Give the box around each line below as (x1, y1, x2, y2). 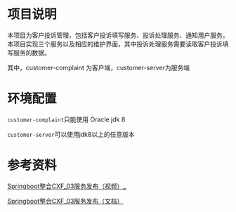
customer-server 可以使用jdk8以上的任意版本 (7, 130, 135, 138)
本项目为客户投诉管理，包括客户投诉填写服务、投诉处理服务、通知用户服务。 (7, 31, 229, 39)
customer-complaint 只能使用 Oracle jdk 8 (7, 115, 126, 124)
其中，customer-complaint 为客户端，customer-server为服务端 (7, 63, 190, 72)
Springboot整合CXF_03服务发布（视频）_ (7, 182, 126, 190)
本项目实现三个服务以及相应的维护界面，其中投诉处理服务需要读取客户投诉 (7, 39, 223, 48)
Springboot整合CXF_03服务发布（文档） (7, 197, 124, 205)
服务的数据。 (13, 48, 51, 57)
